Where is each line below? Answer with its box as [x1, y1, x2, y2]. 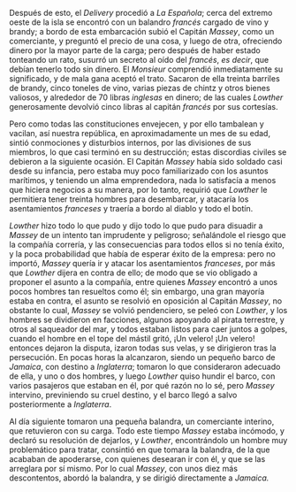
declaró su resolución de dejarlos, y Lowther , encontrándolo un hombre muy [9, 435, 288, 445]
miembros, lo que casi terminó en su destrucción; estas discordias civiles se [9, 147, 287, 158]
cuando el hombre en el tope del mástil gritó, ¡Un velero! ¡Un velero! [9, 334, 255, 343]
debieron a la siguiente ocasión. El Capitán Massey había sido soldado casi [9, 157, 283, 166]
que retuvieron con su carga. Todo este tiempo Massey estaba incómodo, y [9, 426, 285, 436]
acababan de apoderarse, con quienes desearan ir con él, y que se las [9, 454, 266, 464]
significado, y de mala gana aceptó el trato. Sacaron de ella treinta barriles [9, 73, 280, 83]
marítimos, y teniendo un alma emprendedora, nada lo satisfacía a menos [9, 175, 277, 185]
